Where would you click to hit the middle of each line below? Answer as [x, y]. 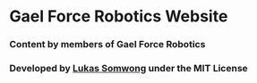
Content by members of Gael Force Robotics [107, 45]
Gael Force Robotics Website [119, 17]
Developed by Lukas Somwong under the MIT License [128, 69]
